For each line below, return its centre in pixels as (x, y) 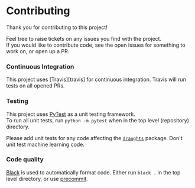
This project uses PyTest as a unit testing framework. (71, 114)
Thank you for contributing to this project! (57, 27)
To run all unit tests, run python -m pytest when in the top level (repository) (97, 120)
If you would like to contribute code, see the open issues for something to (96, 45)
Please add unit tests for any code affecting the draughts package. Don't (95, 138)
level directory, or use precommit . (47, 179)
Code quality (25, 160)
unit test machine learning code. (45, 144)
